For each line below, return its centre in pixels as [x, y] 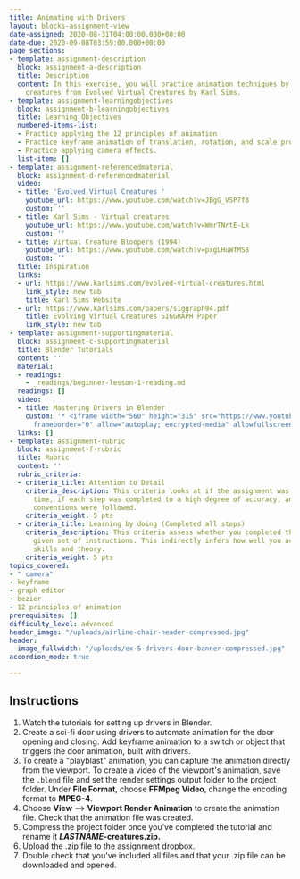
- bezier [25, 599]
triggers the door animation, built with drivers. [106, 750]
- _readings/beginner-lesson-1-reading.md [105, 383]
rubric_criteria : [50, 474]
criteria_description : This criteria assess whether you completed [153, 532]
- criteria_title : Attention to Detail [92, 482]
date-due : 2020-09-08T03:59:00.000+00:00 [87, 42]
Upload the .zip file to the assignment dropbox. [108, 846]
